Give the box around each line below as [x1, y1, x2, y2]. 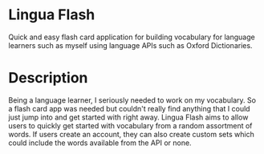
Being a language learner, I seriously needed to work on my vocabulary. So [8, 95, 257, 105]
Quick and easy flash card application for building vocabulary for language [8, 32, 255, 42]
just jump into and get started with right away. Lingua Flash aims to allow [8, 112, 249, 122]
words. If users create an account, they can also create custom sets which [8, 129, 254, 139]
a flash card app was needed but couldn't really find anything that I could [8, 103, 250, 113]
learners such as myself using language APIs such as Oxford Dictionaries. [8, 40, 253, 50]
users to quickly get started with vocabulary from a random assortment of [8, 120, 253, 130]
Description [8, 69, 88, 87]
